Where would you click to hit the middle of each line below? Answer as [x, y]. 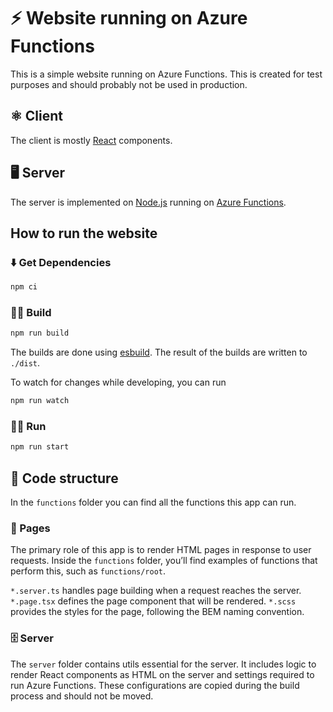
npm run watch [40, 401]
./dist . [25, 363]
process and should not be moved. [82, 696]
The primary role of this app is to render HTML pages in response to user [161, 550]
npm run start [40, 447]
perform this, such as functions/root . [88, 571]
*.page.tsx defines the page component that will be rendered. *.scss [153, 601]
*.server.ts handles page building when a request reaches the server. [156, 591]
